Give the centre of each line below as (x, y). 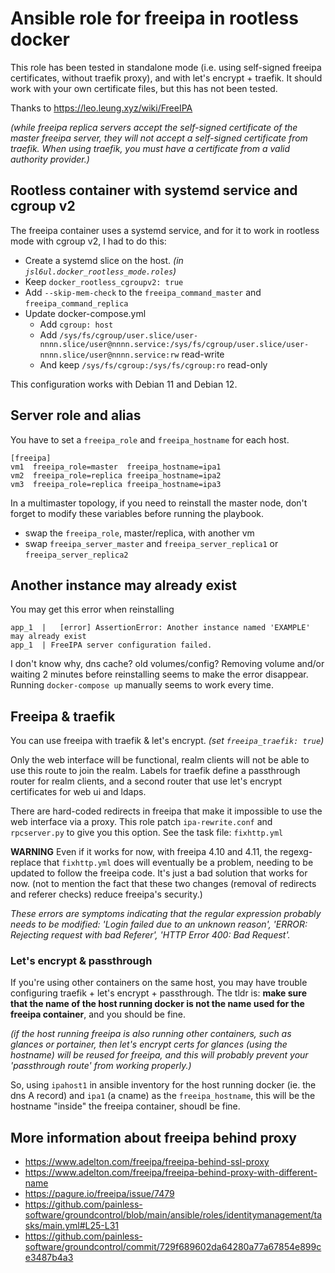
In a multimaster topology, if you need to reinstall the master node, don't (159, 503)
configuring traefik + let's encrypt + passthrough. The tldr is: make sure (158, 993)
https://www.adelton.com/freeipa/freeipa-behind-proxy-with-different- (171, 1173)
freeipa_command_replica (76, 303)
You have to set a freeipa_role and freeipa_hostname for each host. (150, 439)
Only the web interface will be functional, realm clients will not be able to (160, 760)
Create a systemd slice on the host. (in (104, 260)
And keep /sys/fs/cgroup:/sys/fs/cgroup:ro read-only (153, 364)
